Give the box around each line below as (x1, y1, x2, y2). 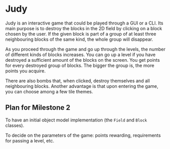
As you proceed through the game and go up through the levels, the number (5, 46, 166, 52)
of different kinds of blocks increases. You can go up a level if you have (5, 52, 156, 58)
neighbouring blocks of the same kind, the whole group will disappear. (5, 36, 153, 42)
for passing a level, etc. (5, 137, 55, 143)
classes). (5, 122, 25, 128)
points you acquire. (5, 67, 46, 74)
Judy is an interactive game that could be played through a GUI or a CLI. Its (5, 20, 163, 26)
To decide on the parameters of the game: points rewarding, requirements (5, 132, 161, 138)
